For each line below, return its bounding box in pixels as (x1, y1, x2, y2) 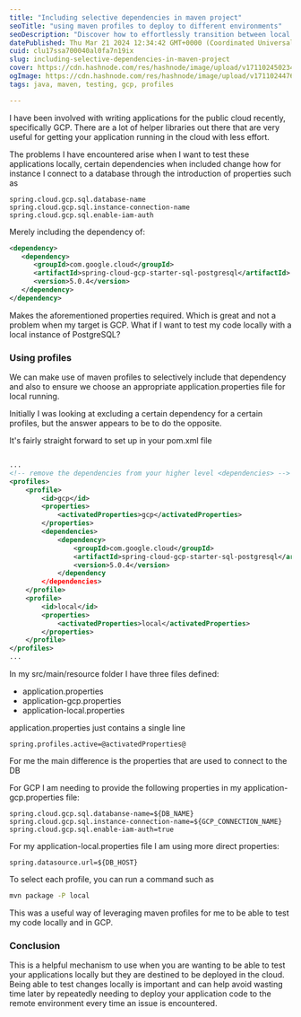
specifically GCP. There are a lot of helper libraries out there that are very (9, 122, 280, 133)
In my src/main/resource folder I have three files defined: (9, 669, 219, 679)
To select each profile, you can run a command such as (9, 874, 215, 885)
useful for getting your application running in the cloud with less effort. (9, 131, 271, 142)
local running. (9, 391, 60, 402)
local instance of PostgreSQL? (9, 329, 121, 339)
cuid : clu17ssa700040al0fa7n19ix (9, 47, 134, 56)
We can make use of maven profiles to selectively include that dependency (9, 372, 287, 382)
